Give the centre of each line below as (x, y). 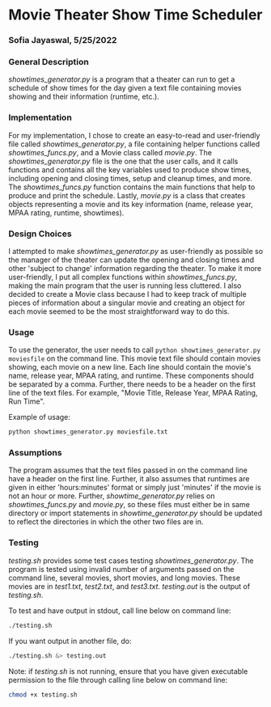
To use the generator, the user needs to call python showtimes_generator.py (135, 350)
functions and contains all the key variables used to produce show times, (130, 169)
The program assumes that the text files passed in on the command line (128, 470)
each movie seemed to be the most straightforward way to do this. (119, 311)
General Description (49, 62)
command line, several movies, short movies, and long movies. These (125, 578)
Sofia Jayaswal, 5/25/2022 (63, 40)
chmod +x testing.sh (43, 694)
